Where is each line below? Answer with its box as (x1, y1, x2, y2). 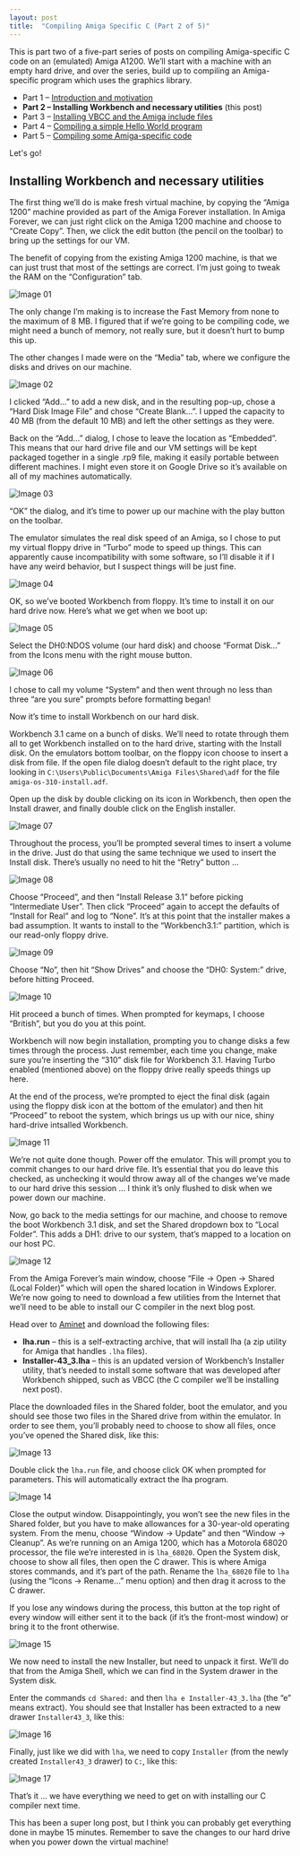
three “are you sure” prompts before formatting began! (9, 694, 211, 704)
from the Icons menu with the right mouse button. (9, 650, 193, 660)
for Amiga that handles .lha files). (21, 1346, 148, 1357)
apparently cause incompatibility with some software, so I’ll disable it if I (9, 552, 275, 563)
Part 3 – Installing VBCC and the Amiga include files (21, 111, 213, 122)
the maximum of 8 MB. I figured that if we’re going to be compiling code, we (9, 315, 290, 327)
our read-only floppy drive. (9, 929, 109, 941)
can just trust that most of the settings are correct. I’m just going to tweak (9, 262, 280, 273)
